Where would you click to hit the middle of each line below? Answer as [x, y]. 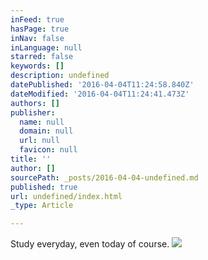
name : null [42, 122]
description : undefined [60, 76]
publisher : [33, 112]
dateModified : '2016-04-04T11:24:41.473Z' [100, 94]
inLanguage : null [46, 47]
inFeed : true [37, 19]
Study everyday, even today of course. [90, 244]
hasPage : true [40, 29]
